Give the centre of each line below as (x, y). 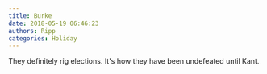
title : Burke (30, 16)
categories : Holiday (43, 38)
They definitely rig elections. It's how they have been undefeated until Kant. (134, 61)
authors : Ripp (32, 31)
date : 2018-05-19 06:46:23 (54, 23)
